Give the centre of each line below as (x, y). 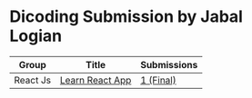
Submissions (169, 64)
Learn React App (96, 80)
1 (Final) (158, 80)
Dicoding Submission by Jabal (126, 17)
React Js (33, 80)
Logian (35, 36)
